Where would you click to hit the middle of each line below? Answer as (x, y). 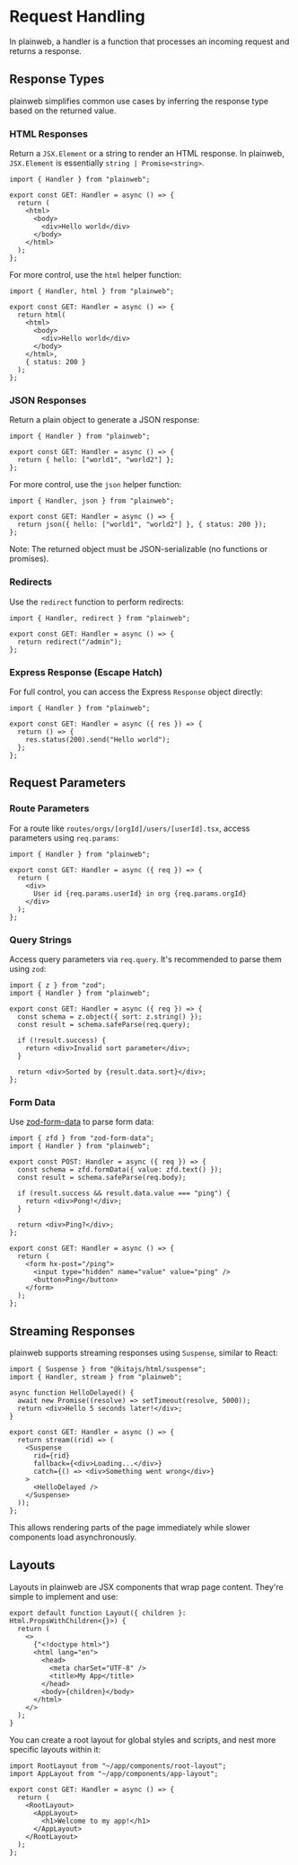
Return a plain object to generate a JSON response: (105, 420)
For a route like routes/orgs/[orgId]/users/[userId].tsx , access (130, 828)
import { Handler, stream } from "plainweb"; (96, 1378)
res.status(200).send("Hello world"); (98, 739)
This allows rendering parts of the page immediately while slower (130, 1528)
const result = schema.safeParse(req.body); (102, 1178)
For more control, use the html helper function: (96, 275)
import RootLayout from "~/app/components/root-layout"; (118, 1766)
